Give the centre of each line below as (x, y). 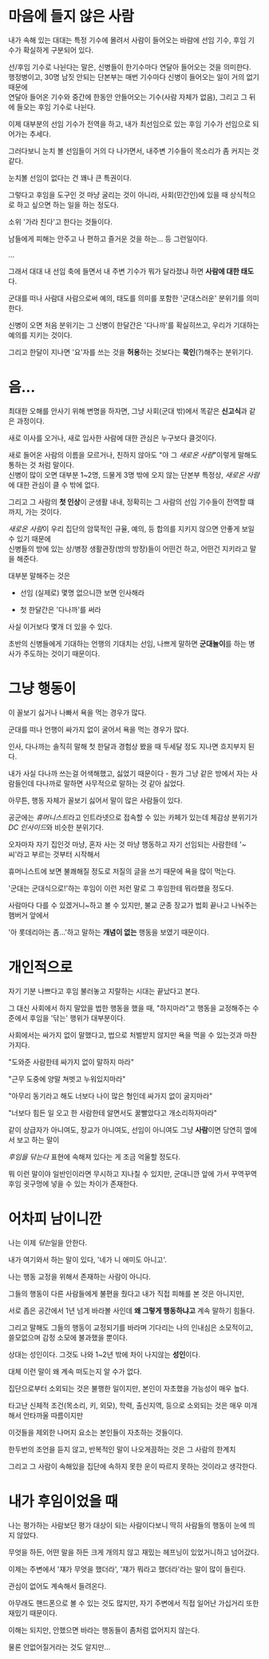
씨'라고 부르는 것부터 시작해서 (54, 854)
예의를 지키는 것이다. (40, 335)
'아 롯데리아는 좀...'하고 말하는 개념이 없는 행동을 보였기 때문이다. (109, 932)
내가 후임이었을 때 (63, 1501)
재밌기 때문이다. (33, 1613)
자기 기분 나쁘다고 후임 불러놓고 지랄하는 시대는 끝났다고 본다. (104, 990)
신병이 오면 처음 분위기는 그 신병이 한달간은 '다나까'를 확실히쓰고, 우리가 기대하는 (134, 325)
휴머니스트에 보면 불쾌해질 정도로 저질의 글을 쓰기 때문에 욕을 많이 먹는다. (122, 871)
